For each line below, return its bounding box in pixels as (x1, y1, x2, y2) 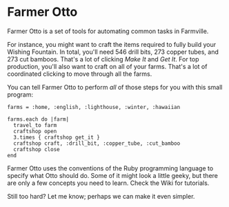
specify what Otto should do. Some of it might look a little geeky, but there (7, 171, 219, 179)
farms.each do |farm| (7, 115, 70, 123)
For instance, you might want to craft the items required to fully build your (7, 40, 217, 48)
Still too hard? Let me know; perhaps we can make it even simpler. (7, 192, 195, 200)
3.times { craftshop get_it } (13, 134, 100, 141)
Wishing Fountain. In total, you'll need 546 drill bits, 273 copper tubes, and (7, 48, 219, 56)
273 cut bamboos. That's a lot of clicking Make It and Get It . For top (7, 55, 199, 63)
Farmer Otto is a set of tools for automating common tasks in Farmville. (7, 27, 209, 35)
